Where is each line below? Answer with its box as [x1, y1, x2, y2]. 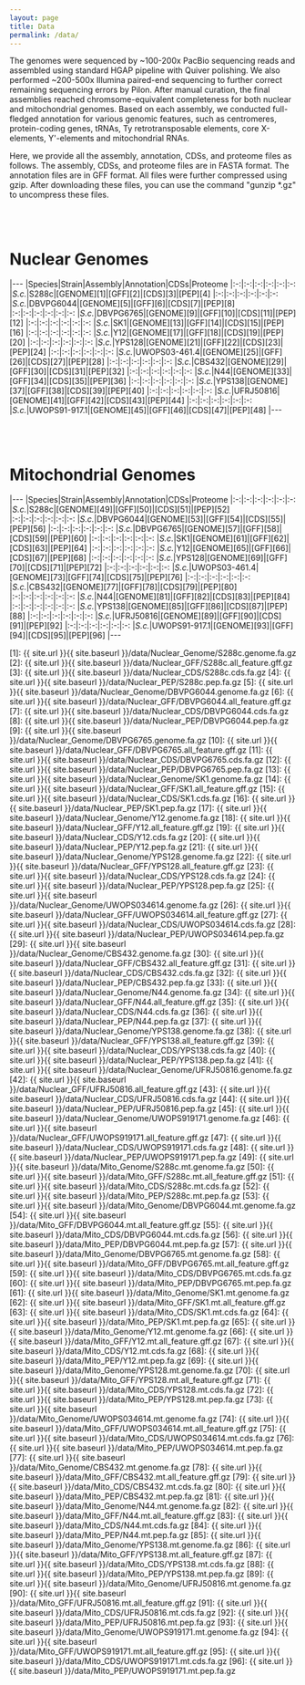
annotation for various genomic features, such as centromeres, [40, 113, 278, 124]
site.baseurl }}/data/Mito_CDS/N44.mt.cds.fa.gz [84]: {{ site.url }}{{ [9, 1520, 262, 1531]
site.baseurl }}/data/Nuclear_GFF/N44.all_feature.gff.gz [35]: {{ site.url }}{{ [9, 996, 290, 1008]
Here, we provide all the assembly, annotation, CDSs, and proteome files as [9, 151, 292, 161]
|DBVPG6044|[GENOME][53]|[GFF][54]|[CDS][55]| [94, 514, 287, 525]
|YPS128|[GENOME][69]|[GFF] [172, 553, 289, 564]
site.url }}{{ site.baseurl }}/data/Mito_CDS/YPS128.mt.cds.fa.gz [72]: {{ [9, 1384, 274, 1396]
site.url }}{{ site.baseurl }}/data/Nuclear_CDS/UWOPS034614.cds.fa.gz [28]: [9, 919, 296, 931]
